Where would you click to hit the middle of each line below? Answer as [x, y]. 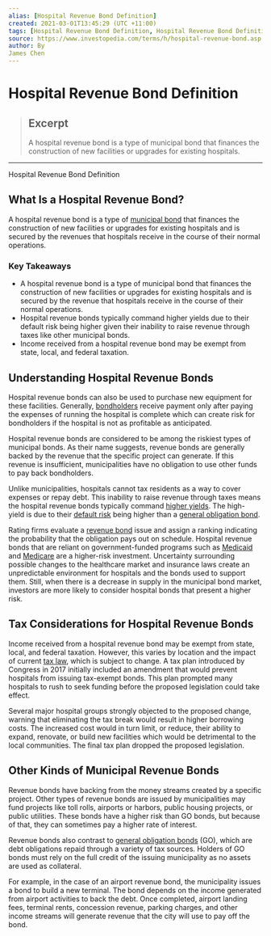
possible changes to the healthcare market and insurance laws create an [129, 564]
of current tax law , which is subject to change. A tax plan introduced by [127, 660]
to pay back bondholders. [51, 473]
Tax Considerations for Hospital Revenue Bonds [131, 624]
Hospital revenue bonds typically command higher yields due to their [135, 318]
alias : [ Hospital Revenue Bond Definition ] [83, 16]
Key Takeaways [40, 266]
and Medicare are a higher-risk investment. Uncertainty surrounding [122, 555]
